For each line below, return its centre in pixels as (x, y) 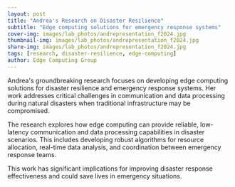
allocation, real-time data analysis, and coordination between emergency (114, 147)
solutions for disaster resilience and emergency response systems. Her (112, 88)
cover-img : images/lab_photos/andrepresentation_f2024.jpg (97, 34)
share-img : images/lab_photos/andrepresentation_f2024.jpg (97, 47)
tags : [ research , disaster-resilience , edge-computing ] (92, 54)
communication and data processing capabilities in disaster (117, 132)
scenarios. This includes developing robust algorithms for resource (106, 139)
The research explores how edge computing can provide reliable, (103, 124)
